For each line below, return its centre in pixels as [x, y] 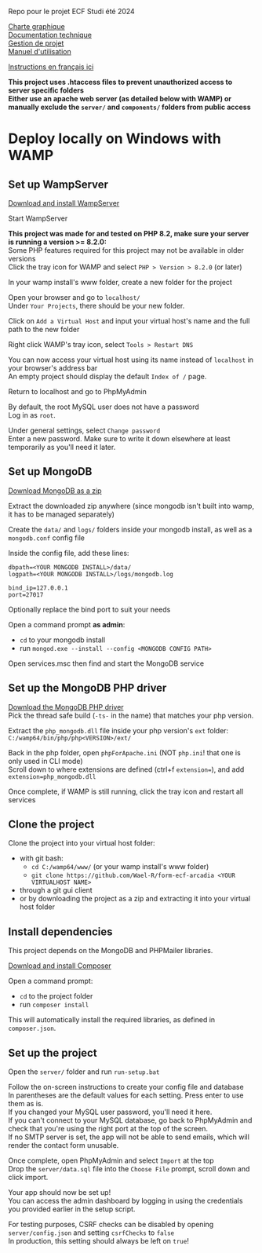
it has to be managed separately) [62, 514]
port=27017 [26, 595]
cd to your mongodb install [62, 640]
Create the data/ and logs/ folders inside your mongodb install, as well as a [130, 529]
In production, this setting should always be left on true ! [99, 1241]
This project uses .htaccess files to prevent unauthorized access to [120, 82]
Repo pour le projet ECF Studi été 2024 [71, 11]
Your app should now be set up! [60, 1193]
